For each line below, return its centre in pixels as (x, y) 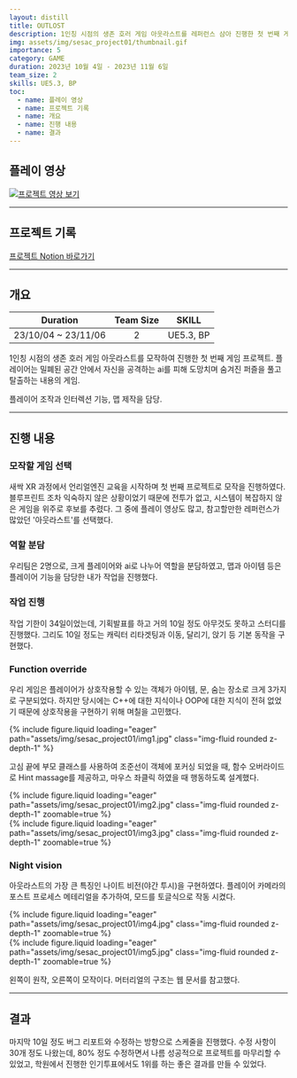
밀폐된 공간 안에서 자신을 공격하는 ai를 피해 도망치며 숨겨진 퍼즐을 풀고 (160, 370)
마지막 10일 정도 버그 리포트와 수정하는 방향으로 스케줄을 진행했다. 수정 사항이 (143, 1042)
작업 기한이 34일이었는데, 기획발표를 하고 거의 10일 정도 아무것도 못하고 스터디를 (148, 623)
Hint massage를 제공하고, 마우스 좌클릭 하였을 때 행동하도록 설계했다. (138, 777)
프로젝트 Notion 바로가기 (52, 256)
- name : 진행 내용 (47, 125)
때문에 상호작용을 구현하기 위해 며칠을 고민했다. (100, 711)
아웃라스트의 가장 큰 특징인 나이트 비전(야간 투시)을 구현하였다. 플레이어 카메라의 (148, 886)
